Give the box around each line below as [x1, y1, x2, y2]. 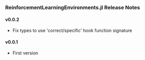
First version [12, 50, 38, 56]
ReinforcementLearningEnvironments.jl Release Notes [5, 4, 140, 11]
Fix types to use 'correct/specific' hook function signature [12, 27, 132, 33]
